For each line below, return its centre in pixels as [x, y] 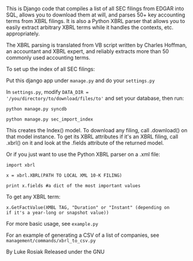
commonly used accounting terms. [48, 58]
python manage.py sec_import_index [50, 119]
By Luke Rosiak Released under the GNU [55, 252]
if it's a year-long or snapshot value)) [58, 213]
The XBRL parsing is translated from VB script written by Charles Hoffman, [96, 45]
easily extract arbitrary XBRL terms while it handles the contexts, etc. [90, 27]
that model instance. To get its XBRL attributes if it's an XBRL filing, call [92, 136]
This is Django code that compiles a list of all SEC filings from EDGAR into [95, 9]
